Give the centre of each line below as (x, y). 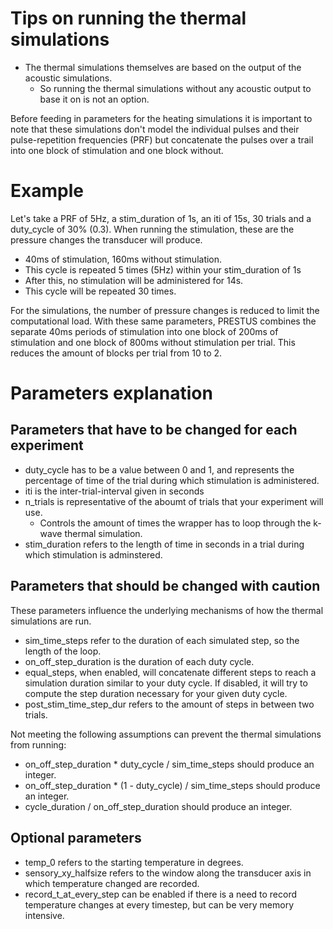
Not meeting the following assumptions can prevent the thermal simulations (166, 734)
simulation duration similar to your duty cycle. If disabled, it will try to (166, 683)
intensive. (44, 915)
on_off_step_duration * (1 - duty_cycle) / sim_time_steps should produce (172, 785)
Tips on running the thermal (128, 18)
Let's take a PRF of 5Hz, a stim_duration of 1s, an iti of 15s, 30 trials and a (161, 218)
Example (47, 191)
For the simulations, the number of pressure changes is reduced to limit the (165, 310)
